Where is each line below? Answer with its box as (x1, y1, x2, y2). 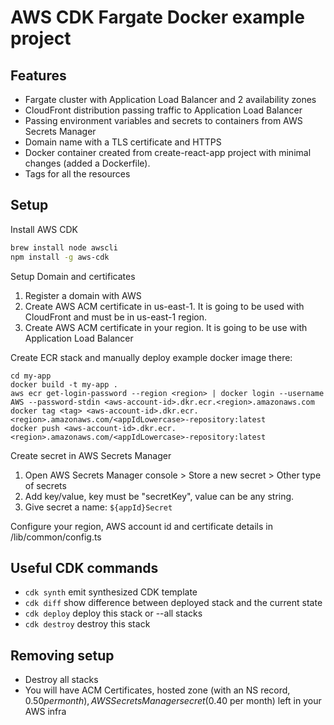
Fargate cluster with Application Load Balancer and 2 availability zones (24, 94, 317, 105)
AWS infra (24, 706, 67, 718)
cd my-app (10, 371, 52, 381)
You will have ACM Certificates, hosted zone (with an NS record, (24, 684, 291, 696)
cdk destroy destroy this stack (24, 618, 151, 630)
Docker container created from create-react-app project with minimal (24, 147, 312, 158)
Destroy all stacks (24, 674, 99, 686)
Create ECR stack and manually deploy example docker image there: (10, 351, 293, 363)
